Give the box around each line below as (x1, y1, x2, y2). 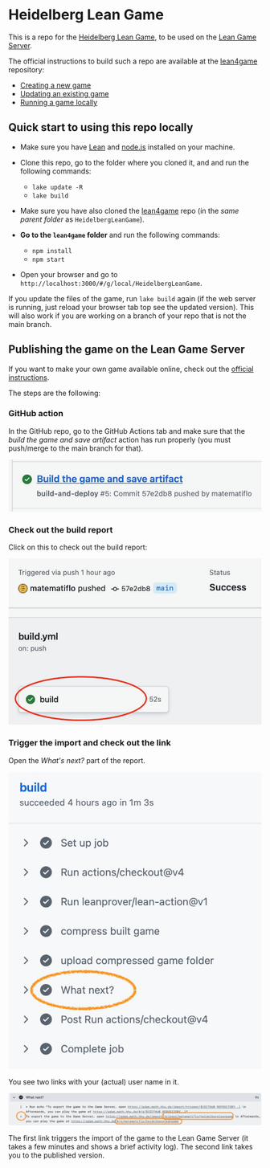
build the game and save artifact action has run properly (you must (8, 435, 231, 444)
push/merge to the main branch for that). (8, 443, 144, 453)
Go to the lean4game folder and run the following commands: (19, 230, 220, 239)
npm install (31, 247, 72, 255)
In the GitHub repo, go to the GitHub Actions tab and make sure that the (8, 426, 245, 435)
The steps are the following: (8, 388, 101, 398)
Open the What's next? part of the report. (8, 755, 146, 765)
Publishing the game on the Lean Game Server (8, 343, 245, 357)
